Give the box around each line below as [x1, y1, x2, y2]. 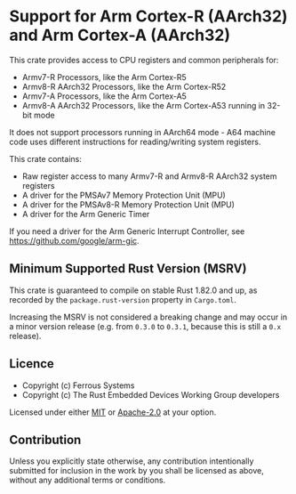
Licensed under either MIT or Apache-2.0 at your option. [9, 407, 217, 417]
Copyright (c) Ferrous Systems [21, 380, 135, 391]
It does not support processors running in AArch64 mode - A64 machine [9, 126, 276, 137]
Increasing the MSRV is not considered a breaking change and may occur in [9, 312, 287, 322]
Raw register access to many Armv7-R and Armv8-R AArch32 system [21, 171, 277, 182]
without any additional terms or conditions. [9, 474, 166, 486]
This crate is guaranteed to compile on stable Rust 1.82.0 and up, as [9, 285, 258, 296]
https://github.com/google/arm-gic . [9, 235, 140, 246]
